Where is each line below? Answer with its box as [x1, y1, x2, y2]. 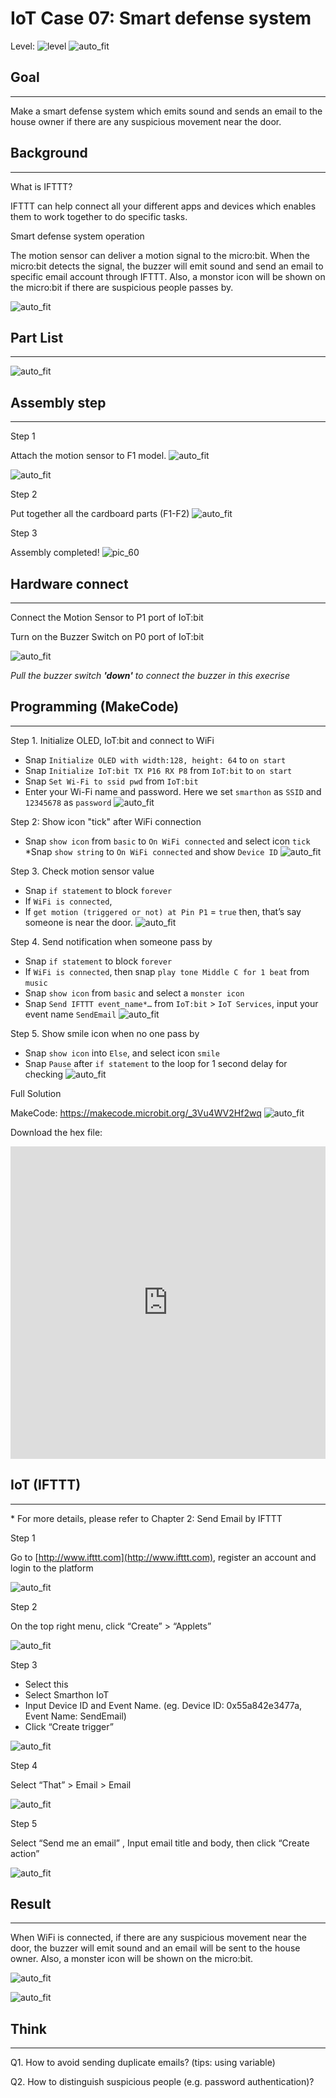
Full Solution [10, 1087, 62, 1099]
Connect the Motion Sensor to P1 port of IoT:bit [10, 612, 204, 623]
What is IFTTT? [10, 180, 73, 192]
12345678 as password [24, 796, 112, 808]
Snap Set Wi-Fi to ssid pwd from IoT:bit [24, 775, 199, 787]
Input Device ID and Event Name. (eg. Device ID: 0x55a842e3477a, [24, 1699, 303, 1711]
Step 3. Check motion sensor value [10, 865, 155, 877]
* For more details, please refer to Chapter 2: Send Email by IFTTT [10, 1512, 283, 1524]
